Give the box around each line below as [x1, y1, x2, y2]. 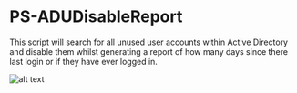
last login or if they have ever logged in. [9, 56, 158, 67]
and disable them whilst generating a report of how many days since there [9, 46, 289, 57]
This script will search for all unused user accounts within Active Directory [9, 36, 289, 47]
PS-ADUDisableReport [9, 6, 183, 27]
